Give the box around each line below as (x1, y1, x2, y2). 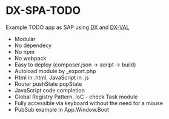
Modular (14, 35, 36, 42)
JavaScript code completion (14, 86, 85, 94)
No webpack (14, 54, 47, 62)
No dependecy (14, 42, 52, 49)
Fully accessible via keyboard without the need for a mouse (14, 99, 164, 106)
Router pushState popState (14, 80, 82, 88)
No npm (14, 48, 35, 55)
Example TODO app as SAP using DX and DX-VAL (5, 24, 130, 31)
